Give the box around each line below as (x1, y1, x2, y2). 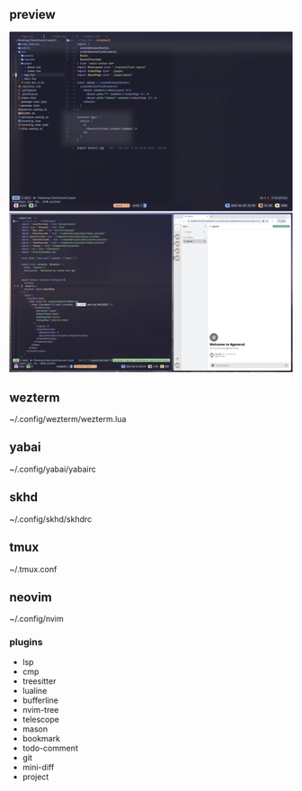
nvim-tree (22, 704, 59, 715)
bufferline (22, 695, 58, 706)
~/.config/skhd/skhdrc (9, 513, 93, 525)
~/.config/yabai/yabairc (9, 463, 96, 474)
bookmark (22, 733, 61, 743)
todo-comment (22, 742, 78, 753)
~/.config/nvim (9, 614, 65, 625)
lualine (22, 685, 48, 696)
